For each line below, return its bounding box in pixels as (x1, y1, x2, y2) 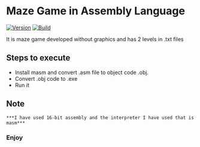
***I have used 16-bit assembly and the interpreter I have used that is (6, 115, 195, 121)
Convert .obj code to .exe (14, 75, 78, 82)
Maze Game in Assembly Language (6, 4, 186, 18)
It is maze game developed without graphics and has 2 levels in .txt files (6, 35, 184, 42)
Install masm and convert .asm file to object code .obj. (14, 69, 149, 76)
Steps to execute (6, 53, 71, 63)
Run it (14, 81, 30, 88)
